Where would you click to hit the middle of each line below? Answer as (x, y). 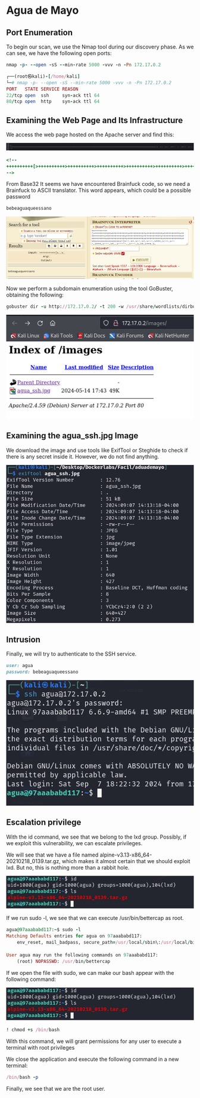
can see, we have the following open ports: (59, 53)
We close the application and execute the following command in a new (93, 1059)
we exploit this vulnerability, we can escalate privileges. (74, 843)
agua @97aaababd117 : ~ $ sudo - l (44, 930)
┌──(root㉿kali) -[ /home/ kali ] (43, 76)
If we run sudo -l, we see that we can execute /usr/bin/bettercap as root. (95, 918)
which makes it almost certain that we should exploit (126, 861)
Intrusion (23, 640)
